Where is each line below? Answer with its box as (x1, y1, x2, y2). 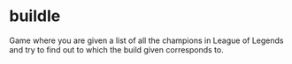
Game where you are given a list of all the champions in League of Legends (9, 35, 284, 46)
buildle (9, 6, 61, 26)
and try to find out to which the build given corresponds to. (9, 44, 224, 54)
